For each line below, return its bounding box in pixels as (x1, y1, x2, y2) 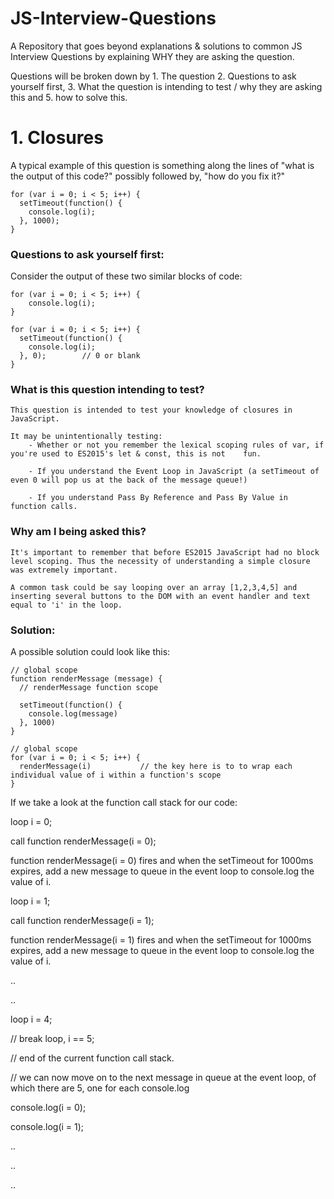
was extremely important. (10, 565, 118, 575)
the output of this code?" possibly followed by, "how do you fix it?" (10, 170, 286, 182)
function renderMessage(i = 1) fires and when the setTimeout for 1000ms (10, 934, 312, 946)
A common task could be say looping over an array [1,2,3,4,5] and (10, 582, 298, 592)
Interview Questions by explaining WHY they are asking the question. (10, 50, 295, 62)
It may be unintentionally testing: (10, 432, 163, 442)
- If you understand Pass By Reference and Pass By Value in (28, 493, 288, 503)
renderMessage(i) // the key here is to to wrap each (19, 762, 293, 772)
